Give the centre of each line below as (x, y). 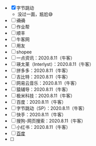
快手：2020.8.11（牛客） (41, 115)
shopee (24, 52)
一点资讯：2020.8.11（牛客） (45, 58)
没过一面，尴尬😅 (35, 14)
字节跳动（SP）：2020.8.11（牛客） (52, 108)
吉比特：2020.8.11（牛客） (43, 77)
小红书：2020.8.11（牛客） (43, 127)
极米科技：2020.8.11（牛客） (45, 96)
